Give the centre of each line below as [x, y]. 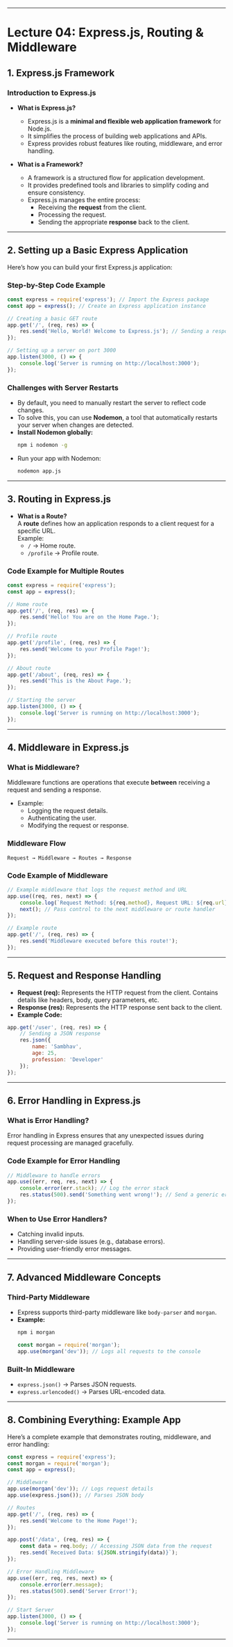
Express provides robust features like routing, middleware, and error [125, 143]
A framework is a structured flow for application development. [116, 177]
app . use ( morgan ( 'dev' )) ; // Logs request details [80, 1489]
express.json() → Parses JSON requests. [77, 1384]
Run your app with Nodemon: [59, 458]
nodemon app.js [39, 471]
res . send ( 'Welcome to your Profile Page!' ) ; [85, 649]
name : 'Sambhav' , [57, 1047]
